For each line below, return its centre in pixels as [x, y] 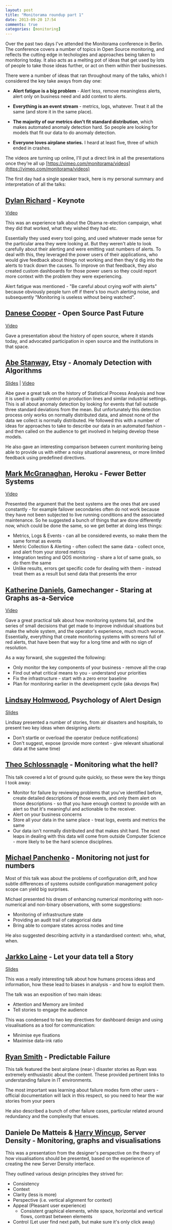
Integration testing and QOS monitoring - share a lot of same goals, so [87, 558]
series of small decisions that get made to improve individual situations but [84, 626]
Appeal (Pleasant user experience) [49, 1206]
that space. [17, 347]
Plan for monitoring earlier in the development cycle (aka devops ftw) [86, 684]
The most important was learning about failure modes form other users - [82, 1090]
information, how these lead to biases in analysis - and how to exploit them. [85, 985]
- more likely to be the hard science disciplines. [63, 841]
